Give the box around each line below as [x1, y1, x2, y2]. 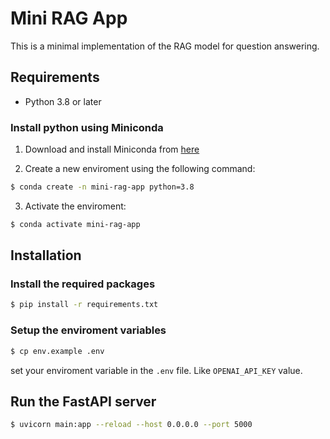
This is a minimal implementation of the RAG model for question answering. [10, 40, 320, 52]
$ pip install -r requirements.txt [10, 300, 159, 310]
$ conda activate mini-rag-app [10, 219, 141, 229]
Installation [10, 247, 82, 264]
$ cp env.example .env [10, 346, 105, 356]
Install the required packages [10, 277, 156, 291]
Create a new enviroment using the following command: [24, 163, 256, 175]
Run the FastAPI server [10, 393, 157, 410]
